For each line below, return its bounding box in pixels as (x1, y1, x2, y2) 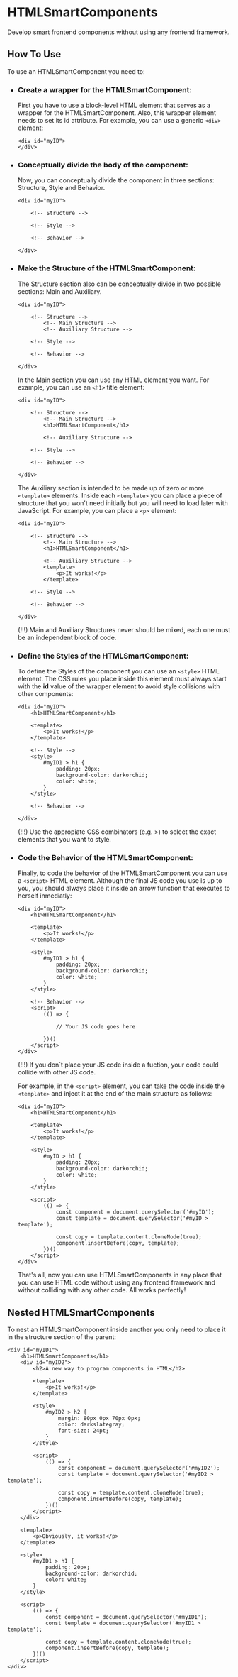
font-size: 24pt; (57, 1427, 110, 1434)
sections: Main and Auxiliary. (17, 287, 102, 295)
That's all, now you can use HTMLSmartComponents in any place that (17, 1271, 222, 1280)
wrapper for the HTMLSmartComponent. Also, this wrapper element (17, 109, 216, 117)
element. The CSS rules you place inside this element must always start (17, 674, 227, 683)
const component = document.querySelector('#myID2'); (57, 1465, 220, 1472)
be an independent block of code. (17, 633, 117, 642)
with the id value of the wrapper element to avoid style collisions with (17, 682, 220, 691)
